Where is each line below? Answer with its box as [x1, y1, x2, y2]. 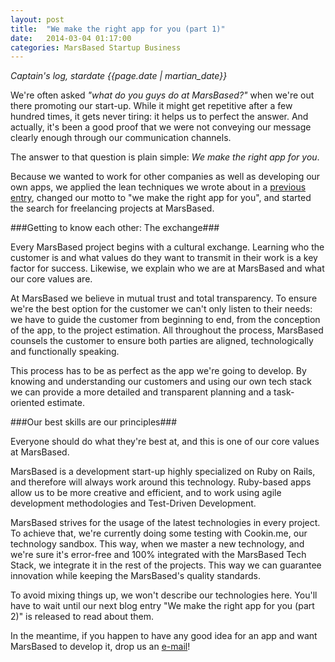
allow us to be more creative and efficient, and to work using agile [10, 487, 282, 499]
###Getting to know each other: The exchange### [10, 222, 220, 234]
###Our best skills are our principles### [10, 416, 178, 428]
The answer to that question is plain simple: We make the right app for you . [10, 151, 320, 163]
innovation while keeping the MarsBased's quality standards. [10, 570, 261, 582]
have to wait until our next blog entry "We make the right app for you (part [10, 600, 315, 612]
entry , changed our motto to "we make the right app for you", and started [10, 192, 312, 204]
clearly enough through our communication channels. [10, 132, 232, 144]
